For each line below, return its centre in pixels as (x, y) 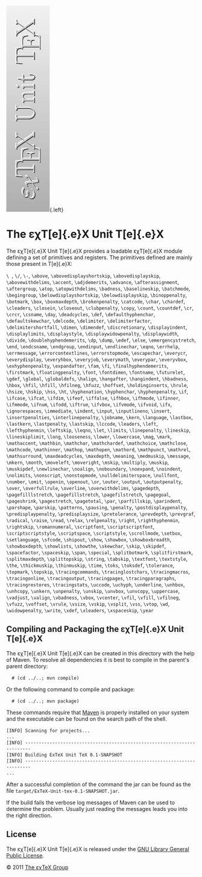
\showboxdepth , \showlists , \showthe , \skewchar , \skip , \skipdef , (86, 546)
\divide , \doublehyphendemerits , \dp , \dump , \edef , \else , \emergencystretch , (101, 340)
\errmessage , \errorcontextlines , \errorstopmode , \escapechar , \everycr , (97, 352)
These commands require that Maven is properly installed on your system (98, 712)
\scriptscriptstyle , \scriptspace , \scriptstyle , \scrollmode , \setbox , (94, 533)
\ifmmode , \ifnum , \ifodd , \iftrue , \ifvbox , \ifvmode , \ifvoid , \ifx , (89, 404)
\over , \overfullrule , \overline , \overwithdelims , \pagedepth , (84, 488)
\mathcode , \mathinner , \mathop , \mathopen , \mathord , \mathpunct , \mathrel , (99, 449)
